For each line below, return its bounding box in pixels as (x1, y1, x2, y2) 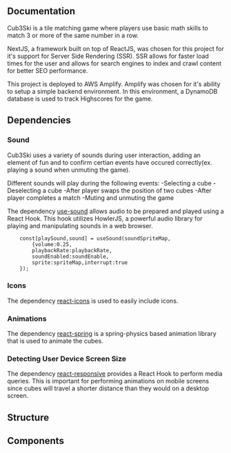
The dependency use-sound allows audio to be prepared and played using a (7, 207, 224, 215)
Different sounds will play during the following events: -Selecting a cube (7, 179, 212, 187)
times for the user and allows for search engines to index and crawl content (7, 59, 222, 68)
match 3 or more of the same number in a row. (7, 31, 139, 39)
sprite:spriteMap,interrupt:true (32, 259, 128, 266)
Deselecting (7, 186, 41, 194)
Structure (7, 412, 50, 423)
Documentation (7, 6, 76, 17)
